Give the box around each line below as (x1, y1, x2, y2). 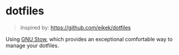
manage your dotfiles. (5, 42, 59, 49)
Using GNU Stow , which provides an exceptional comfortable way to (5, 35, 173, 42)
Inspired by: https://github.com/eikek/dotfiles (20, 24, 131, 31)
